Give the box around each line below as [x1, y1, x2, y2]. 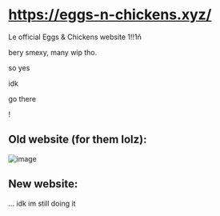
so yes [8, 62, 30, 73]
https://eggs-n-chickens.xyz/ [8, 6, 212, 24]
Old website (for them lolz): [8, 133, 147, 146]
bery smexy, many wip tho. [8, 47, 98, 57]
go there [8, 94, 37, 103]
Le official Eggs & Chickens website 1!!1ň [8, 32, 142, 42]
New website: [8, 178, 78, 191]
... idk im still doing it [8, 198, 76, 208]
